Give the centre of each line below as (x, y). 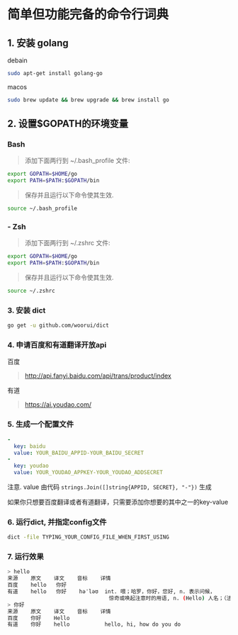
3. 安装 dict (27, 310)
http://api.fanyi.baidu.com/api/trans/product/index (98, 376)
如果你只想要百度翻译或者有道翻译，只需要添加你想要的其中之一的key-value (118, 502)
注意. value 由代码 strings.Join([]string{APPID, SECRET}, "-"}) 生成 (110, 487)
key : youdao (32, 466)
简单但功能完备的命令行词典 (88, 15)
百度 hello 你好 (37, 585)
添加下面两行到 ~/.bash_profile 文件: (77, 161)
